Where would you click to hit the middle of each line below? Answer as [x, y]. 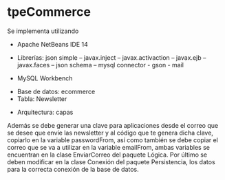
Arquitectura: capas [45, 112]
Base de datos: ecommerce [56, 91]
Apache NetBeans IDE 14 [52, 44]
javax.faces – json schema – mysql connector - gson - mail [100, 65]
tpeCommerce [49, 12]
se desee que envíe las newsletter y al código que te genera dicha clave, [110, 133]
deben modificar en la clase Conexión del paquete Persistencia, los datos [111, 161]
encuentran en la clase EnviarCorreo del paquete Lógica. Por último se [107, 155]
